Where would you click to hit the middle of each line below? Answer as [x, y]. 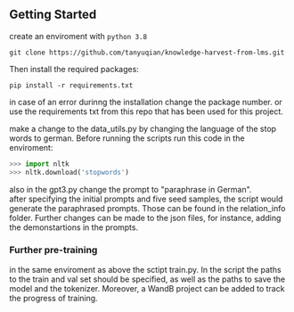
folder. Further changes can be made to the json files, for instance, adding [145, 218]
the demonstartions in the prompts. [74, 227]
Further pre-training [53, 250]
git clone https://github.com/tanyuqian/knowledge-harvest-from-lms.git [147, 53]
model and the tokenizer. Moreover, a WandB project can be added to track [147, 288]
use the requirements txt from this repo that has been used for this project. [146, 111]
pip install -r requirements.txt [71, 85]
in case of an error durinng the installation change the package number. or [146, 102]
